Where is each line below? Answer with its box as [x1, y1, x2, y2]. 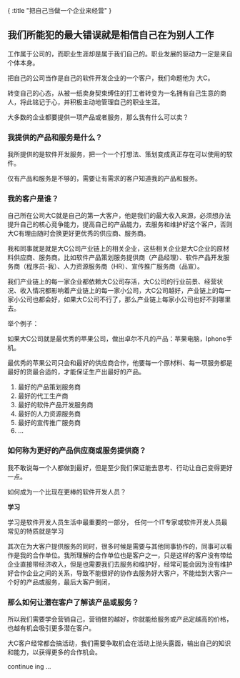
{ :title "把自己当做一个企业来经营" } [7, 6, 112, 14]
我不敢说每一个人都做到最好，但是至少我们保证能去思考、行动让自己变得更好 [7, 463, 233, 472]
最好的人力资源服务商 [17, 409, 81, 418]
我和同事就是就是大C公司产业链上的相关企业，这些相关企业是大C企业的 [7, 244, 217, 253]
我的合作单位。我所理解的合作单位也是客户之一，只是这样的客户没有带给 [19, 551, 233, 559]
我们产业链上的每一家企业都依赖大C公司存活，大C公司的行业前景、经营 [7, 277, 217, 286]
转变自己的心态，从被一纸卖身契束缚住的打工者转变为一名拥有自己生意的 [7, 89, 220, 97]
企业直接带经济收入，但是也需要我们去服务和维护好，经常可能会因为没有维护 [7, 559, 233, 568]
